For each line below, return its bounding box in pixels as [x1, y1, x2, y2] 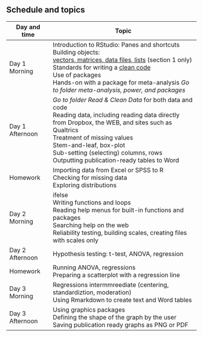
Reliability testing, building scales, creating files [53, 228, 187, 237]
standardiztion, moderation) [53, 288, 132, 297]
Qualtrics [53, 126, 79, 134]
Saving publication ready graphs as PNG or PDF [53, 320, 188, 329]
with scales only [53, 236, 98, 244]
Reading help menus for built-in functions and [53, 205, 184, 214]
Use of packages [53, 71, 101, 79]
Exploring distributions [53, 181, 117, 189]
